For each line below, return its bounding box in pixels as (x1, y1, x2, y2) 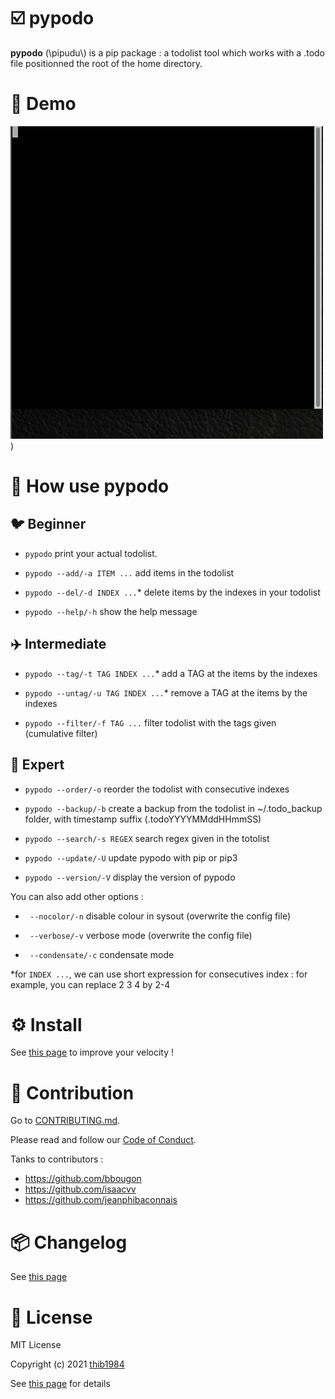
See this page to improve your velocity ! (10, 1046, 175, 1059)
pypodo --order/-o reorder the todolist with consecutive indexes (24, 783, 290, 795)
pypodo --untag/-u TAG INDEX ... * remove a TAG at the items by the (24, 686, 308, 699)
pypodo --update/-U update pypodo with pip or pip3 (24, 851, 238, 864)
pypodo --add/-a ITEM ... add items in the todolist (24, 566, 235, 579)
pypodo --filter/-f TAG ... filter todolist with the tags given (24, 716, 277, 729)
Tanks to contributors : (10, 1153, 104, 1165)
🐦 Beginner (10, 516, 87, 533)
